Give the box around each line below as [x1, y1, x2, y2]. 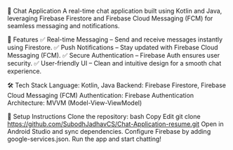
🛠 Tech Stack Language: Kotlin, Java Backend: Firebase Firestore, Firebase [7, 81, 227, 89]
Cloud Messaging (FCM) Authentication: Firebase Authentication [7, 92, 194, 99]
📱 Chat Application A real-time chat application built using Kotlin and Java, [7, 7, 222, 15]
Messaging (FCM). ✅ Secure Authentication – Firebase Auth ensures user [7, 51, 220, 59]
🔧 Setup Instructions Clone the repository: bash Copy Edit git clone [7, 113, 201, 120]
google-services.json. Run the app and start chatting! [7, 135, 161, 143]
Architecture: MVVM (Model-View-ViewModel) [7, 99, 142, 107]
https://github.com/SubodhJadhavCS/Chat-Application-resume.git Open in [7, 120, 224, 128]
